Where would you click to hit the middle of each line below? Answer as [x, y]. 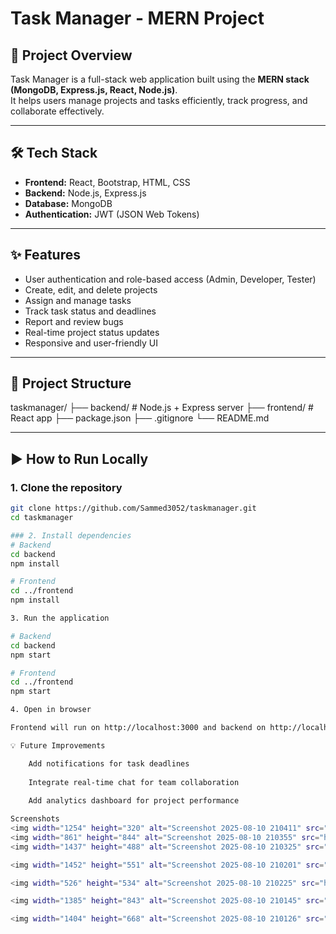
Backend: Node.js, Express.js [85, 193]
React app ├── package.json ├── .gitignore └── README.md [140, 418]
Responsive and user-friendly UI [91, 343]
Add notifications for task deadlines [109, 763]
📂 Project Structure [71, 383]
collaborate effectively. [57, 111]
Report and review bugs [74, 321]
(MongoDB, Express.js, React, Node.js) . [94, 90]
